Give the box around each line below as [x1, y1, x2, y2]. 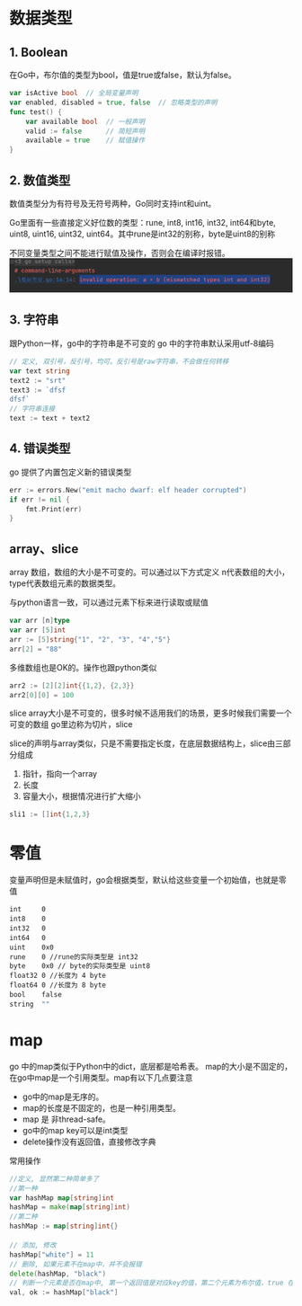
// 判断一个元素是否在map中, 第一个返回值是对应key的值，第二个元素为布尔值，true [9, 1278, 284, 1288]
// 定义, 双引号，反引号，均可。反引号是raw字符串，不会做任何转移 [9, 357, 229, 366]
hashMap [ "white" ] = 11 [9, 1250, 94, 1259]
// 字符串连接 [9, 404, 56, 413]
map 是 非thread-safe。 [22, 1114, 111, 1124]
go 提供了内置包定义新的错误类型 [9, 466, 132, 477]
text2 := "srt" [9, 376, 67, 385]
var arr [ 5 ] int [9, 626, 67, 635]
